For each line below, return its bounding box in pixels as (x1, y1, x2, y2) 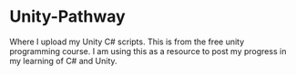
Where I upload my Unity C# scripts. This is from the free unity (9, 36, 245, 47)
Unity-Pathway (9, 6, 126, 27)
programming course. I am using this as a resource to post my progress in (9, 45, 287, 56)
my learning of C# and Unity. (9, 55, 117, 66)
